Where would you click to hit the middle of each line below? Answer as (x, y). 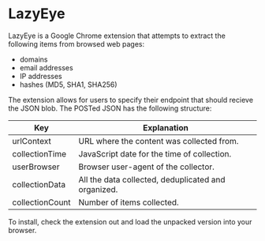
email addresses (46, 67)
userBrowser (36, 167)
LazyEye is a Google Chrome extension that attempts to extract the (117, 36)
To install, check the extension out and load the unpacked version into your (130, 221)
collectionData (39, 184)
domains (34, 59)
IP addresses (41, 76)
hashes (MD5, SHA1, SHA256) (68, 85)
